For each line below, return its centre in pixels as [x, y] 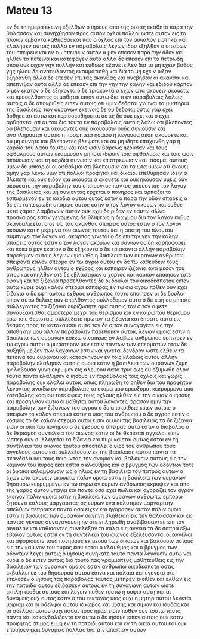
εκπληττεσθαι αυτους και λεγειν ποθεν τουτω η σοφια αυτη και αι [89, 591]
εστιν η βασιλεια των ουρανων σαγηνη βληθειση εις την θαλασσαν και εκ [99, 515]
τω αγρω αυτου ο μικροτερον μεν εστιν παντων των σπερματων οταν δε [97, 344]
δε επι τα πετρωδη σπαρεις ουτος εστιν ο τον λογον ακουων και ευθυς [95, 204]
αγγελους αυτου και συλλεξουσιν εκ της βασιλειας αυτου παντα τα [91, 452]
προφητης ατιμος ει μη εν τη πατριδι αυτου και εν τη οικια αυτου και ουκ [96, 623]
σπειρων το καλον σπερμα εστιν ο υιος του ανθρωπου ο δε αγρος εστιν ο [98, 414]
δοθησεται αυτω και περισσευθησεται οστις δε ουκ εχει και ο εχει [88, 116]
